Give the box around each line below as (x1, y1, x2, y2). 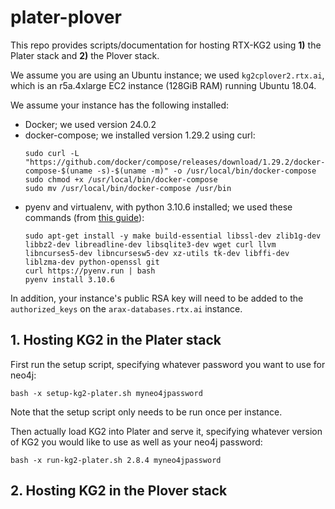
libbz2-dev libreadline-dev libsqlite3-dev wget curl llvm (24, 239, 277, 250)
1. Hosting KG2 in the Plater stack (10, 332, 222, 349)
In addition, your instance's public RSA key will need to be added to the (10, 292, 304, 304)
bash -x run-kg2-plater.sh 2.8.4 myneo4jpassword (10, 455, 222, 465)
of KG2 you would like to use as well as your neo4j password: (10, 436, 263, 448)
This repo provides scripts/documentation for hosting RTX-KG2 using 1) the (10, 39, 322, 51)
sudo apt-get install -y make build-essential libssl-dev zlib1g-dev (24, 231, 322, 241)
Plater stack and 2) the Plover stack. (10, 49, 160, 61)
